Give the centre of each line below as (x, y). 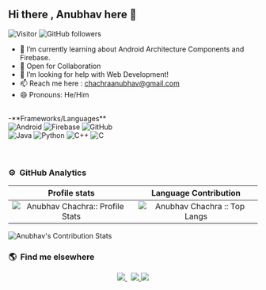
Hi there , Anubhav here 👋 (72, 15)
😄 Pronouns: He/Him (54, 94)
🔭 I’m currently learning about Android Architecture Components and (132, 49)
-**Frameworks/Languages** (57, 118)
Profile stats (71, 193)
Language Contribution (196, 193)
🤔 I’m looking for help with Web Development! (94, 74)
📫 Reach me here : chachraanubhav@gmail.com (99, 83)
